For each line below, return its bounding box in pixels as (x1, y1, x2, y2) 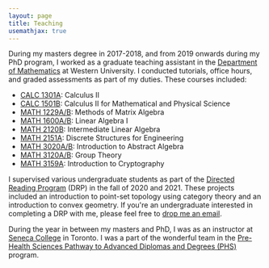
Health (8, 241, 31, 251)
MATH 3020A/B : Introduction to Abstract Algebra (19, 142, 184, 152)
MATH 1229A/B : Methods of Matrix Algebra (19, 107, 165, 117)
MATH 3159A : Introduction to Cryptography (19, 159, 165, 169)
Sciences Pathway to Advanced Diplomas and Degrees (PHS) (32, 241, 237, 251)
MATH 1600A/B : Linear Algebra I (19, 116, 128, 126)
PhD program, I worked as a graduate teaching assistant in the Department (8, 57, 258, 67)
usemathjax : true (8, 27, 67, 35)
